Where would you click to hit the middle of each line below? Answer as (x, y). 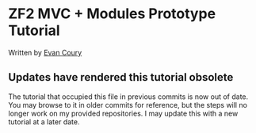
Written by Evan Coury (45, 52)
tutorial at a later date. (44, 122)
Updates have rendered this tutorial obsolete (121, 77)
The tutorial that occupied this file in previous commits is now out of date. (128, 97)
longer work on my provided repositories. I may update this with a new (123, 113)
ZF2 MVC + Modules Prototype (112, 14)
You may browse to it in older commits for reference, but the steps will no (128, 104)
